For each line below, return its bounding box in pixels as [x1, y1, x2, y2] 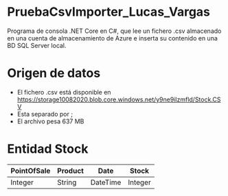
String [57, 177, 77, 187]
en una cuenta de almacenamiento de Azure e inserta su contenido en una [7, 34, 218, 42]
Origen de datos [7, 66, 101, 81]
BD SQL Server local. [7, 41, 67, 49]
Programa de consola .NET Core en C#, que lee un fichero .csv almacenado [7, 27, 222, 35]
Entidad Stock [7, 141, 89, 157]
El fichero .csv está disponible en [16, 88, 111, 96]
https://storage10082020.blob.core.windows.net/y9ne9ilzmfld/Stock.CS [16, 95, 221, 103]
